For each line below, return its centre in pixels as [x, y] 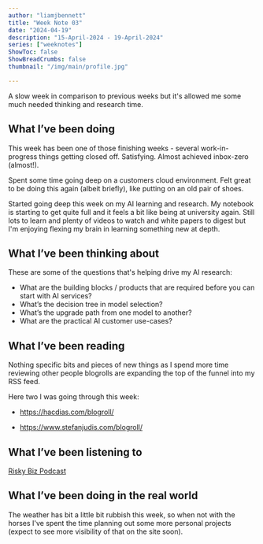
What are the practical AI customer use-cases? [96, 321]
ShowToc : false [33, 52]
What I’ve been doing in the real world [103, 496]
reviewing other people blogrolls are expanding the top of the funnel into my [131, 373]
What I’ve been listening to [75, 452]
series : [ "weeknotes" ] [45, 45]
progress [23, 156]
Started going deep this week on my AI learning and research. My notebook [131, 204]
